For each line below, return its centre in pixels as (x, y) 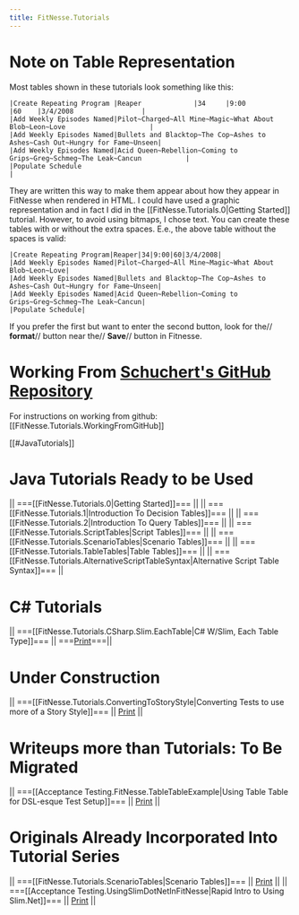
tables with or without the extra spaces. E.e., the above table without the (143, 229)
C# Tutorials (56, 607)
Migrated (44, 767)
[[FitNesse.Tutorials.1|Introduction (71, 513)
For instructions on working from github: (84, 416)
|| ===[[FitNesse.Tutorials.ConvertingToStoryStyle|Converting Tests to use (147, 702)
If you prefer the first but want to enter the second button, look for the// (141, 326)
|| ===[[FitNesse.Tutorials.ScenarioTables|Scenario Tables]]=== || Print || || (149, 882)
